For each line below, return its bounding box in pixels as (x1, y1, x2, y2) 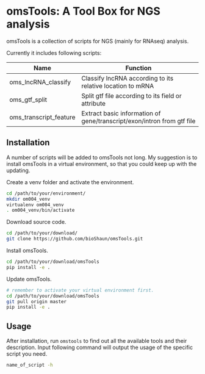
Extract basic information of (81, 109, 161, 117)
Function (125, 63, 152, 72)
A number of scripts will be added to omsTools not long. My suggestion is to (6, 154, 198, 161)
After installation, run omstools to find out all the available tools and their (6, 337, 187, 345)
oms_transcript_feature (9, 113, 76, 121)
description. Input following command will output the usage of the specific (6, 343, 193, 351)
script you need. (6, 350, 48, 358)
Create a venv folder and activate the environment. (6, 178, 134, 185)
